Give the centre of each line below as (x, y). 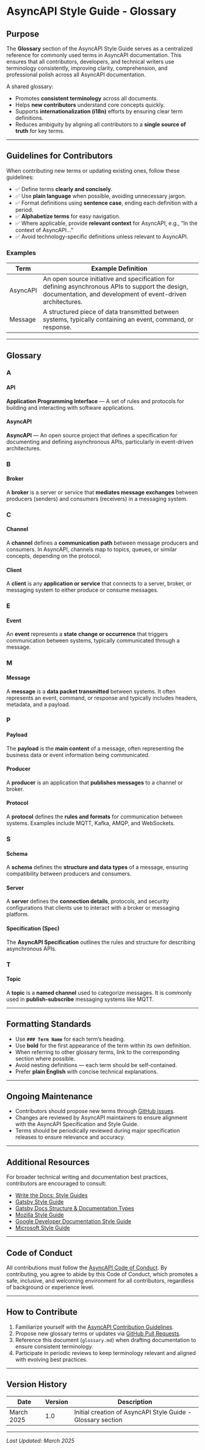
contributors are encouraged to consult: (56, 1184)
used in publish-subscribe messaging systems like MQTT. (80, 999)
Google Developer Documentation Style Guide (73, 1222)
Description (135, 1402)
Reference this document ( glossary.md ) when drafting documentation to (106, 1340)
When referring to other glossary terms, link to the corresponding (97, 1052)
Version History (37, 1385)
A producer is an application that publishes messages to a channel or (95, 782)
